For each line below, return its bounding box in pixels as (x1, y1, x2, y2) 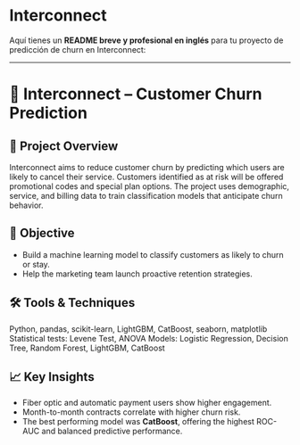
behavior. (9, 200, 44, 210)
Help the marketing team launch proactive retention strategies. (21, 268, 253, 279)
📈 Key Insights (9, 369, 96, 384)
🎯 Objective (9, 226, 75, 241)
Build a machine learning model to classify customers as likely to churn (21, 249, 284, 260)
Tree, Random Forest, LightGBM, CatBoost (9, 342, 165, 353)
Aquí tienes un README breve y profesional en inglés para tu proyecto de (9, 35, 284, 45)
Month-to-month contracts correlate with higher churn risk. (21, 407, 241, 417)
